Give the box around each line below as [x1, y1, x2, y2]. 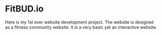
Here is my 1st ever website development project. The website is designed [5, 19, 154, 25]
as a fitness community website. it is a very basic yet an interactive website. [5, 24, 157, 30]
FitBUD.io [5, 3, 44, 14]
